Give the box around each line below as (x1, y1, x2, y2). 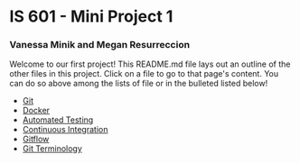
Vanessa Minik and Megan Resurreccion (9, 39, 191, 51)
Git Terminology (22, 143, 83, 154)
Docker (22, 105, 51, 116)
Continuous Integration (22, 124, 108, 135)
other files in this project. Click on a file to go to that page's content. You (9, 68, 278, 79)
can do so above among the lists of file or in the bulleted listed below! (9, 78, 268, 89)
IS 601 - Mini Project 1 (9, 6, 173, 27)
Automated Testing (22, 114, 94, 125)
